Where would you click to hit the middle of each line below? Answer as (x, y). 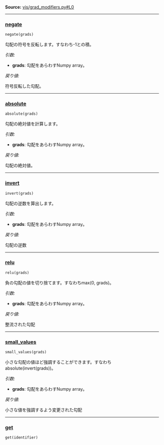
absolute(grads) (21, 114)
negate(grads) (20, 35)
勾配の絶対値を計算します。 (33, 124)
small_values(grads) (26, 352)
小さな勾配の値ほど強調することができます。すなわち (58, 362)
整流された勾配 (20, 324)
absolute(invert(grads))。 (31, 368)
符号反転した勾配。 (24, 86)
